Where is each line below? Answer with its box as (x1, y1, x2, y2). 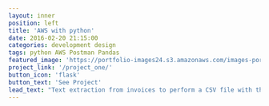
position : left (8, 19, 59, 27)
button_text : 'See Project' (8, 78, 102, 86)
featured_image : (8, 57, 62, 65)
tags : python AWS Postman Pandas (8, 49, 120, 57)
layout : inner (8, 11, 56, 20)
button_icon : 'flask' (8, 71, 81, 79)
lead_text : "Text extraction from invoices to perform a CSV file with (8, 85, 252, 94)
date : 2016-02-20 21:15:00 (8, 33, 98, 42)
